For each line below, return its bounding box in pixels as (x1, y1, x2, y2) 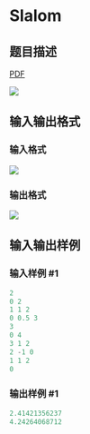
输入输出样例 (9, 238, 81, 253)
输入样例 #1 (9, 267, 58, 280)
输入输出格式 (9, 114, 81, 130)
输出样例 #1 (9, 388, 58, 400)
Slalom (9, 5, 62, 26)
